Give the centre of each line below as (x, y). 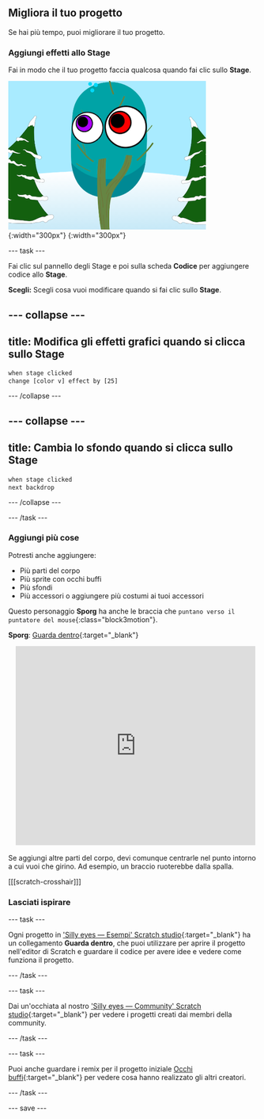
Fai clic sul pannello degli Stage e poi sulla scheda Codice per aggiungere (129, 266)
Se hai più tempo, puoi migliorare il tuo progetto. (87, 32)
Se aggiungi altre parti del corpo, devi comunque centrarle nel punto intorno (132, 857)
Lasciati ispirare (40, 902)
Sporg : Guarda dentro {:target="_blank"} (74, 635)
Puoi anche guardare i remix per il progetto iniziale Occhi (101, 1069)
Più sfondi (36, 587)
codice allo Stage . (38, 275)
